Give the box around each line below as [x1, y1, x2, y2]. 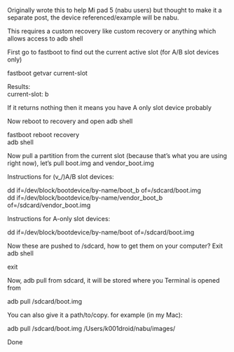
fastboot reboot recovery [7, 131, 80, 139]
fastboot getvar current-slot [7, 69, 88, 77]
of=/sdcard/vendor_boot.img [7, 201, 91, 209]
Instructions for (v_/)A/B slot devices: [7, 173, 114, 181]
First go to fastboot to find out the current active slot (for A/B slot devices [7, 48, 219, 56]
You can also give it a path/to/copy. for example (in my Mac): [7, 311, 183, 319]
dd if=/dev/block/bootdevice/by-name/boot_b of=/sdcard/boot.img [7, 186, 202, 195]
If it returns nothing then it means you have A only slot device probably [7, 104, 212, 111]
